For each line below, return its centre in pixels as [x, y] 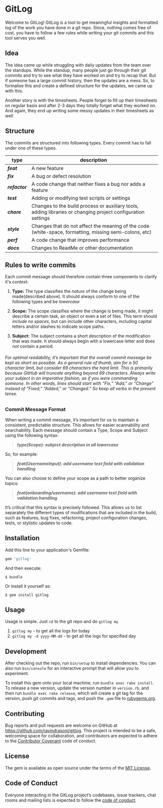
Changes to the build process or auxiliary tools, [85, 206]
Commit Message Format [35, 409]
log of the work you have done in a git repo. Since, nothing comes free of [78, 27]
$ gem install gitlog [27, 595]
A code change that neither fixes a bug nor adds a [88, 184]
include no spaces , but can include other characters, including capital [82, 322]
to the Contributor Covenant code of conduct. [51, 741]
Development [26, 651]
